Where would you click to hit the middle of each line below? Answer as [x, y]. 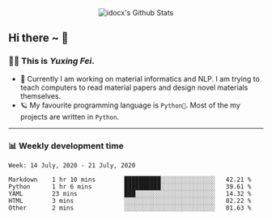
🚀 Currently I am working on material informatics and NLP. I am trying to [140, 78]
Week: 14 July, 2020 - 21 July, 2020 [72, 165]
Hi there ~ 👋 [38, 38]
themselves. [40, 95]
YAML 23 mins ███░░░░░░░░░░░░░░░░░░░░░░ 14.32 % [130, 193]
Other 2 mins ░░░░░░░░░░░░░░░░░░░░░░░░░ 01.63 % [130, 208]
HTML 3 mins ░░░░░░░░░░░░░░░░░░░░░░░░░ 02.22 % [130, 201]
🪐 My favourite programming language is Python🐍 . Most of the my [130, 105]
